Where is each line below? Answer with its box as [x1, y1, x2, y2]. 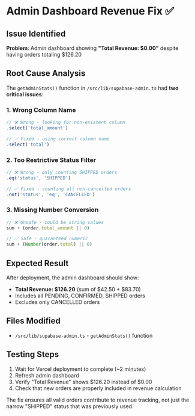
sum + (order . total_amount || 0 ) [6, 225, 90, 231]
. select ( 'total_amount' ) [6, 125, 68, 131]
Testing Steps [6, 349, 59, 359]
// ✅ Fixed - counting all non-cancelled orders [6, 185, 131, 192]
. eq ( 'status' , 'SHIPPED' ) [6, 175, 71, 181]
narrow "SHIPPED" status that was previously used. [6, 402, 134, 410]
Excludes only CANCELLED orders [14, 299, 100, 306]
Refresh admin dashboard [14, 371, 79, 379]
